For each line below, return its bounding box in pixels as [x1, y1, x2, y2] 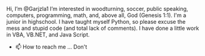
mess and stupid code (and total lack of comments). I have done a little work [6, 24, 199, 32]
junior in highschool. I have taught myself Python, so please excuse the [6, 18, 186, 25]
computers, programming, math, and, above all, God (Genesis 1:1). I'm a [6, 12, 187, 19]
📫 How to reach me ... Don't [15, 43, 88, 51]
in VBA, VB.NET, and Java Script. [6, 31, 90, 38]
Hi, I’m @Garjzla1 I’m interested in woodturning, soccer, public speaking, [6, 5, 188, 12]
